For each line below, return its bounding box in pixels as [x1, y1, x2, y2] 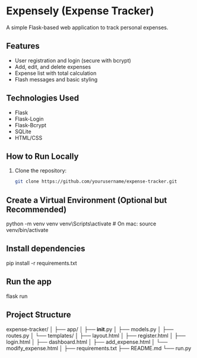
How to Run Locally [6, 151, 79, 161]
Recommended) [6, 204, 67, 215]
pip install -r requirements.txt [6, 259, 77, 266]
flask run [6, 293, 28, 300]
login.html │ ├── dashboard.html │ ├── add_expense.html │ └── [6, 338, 168, 346]
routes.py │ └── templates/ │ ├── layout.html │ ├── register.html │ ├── [6, 332, 186, 339]
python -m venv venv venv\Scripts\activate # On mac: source [6, 220, 157, 227]
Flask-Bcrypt [14, 121, 46, 128]
